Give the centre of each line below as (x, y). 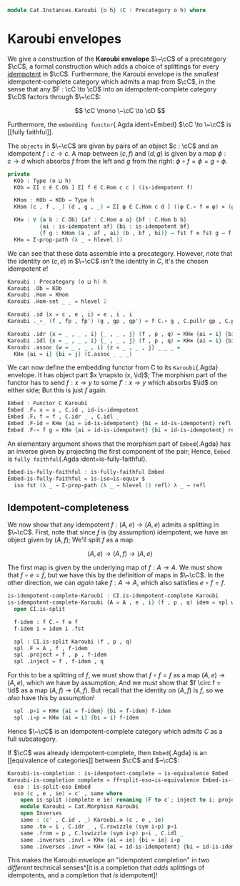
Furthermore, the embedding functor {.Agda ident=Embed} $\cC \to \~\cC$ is (120, 124)
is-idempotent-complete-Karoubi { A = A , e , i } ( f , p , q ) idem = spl (118, 603)
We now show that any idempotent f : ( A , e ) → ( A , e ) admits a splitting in (113, 524)
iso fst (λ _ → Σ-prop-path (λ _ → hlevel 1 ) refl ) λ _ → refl (110, 485)
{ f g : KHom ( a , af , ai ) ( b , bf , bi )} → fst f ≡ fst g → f (135, 233)
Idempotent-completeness (69, 507)
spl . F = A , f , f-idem (51, 648)
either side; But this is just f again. (57, 390)
